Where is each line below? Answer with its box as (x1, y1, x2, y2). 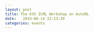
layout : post (5, 7, 32, 12)
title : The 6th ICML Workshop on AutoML (5, 12, 90, 16)
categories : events (5, 20, 45, 26)
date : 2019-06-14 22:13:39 (5, 16, 65, 21)
